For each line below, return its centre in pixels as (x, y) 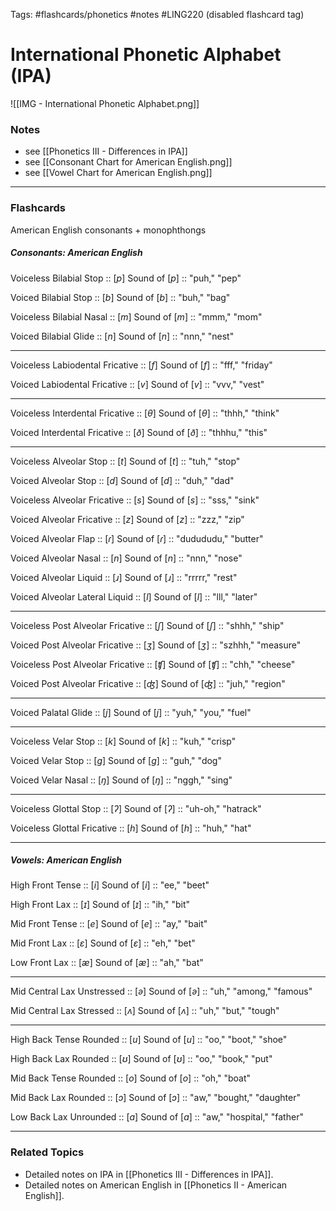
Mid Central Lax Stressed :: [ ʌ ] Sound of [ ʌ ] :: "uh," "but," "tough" (145, 1011)
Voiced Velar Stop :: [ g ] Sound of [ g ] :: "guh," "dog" (116, 760)
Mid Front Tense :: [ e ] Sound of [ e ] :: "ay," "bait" (109, 924)
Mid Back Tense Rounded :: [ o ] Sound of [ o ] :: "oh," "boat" (131, 1078)
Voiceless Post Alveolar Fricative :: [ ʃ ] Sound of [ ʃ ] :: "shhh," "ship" (147, 625)
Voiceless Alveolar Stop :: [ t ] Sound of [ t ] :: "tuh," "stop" (125, 461)
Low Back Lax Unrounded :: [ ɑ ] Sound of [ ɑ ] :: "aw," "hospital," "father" (157, 1117)
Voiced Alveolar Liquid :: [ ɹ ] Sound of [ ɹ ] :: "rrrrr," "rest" (124, 577)
